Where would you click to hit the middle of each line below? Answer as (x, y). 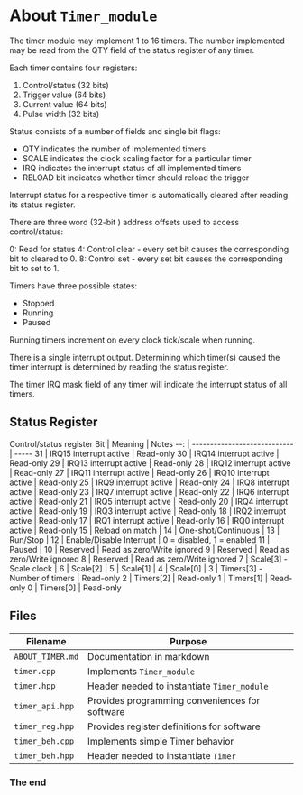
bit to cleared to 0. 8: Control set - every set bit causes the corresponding (147, 259)
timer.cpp (35, 671)
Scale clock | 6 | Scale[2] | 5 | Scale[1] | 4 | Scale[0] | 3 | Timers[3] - (136, 568)
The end (28, 782)
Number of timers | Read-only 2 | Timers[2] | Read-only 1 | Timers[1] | (139, 578)
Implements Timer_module (141, 671)
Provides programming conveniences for (174, 700)
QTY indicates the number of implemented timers (114, 149)
